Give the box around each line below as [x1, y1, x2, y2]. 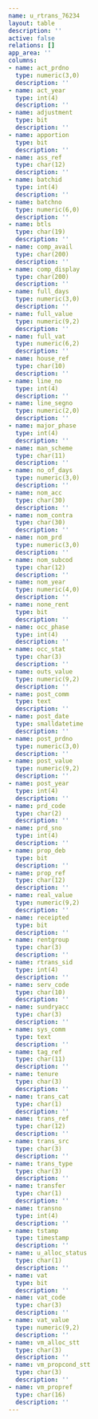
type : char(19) [15, 228, 66, 236]
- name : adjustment [8, 109, 73, 117]
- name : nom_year [8, 578, 66, 586]
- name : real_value [8, 891, 73, 900]
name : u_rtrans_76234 [8, 11, 80, 20]
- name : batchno [8, 198, 62, 206]
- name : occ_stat [8, 645, 66, 653]
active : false [8, 34, 56, 42]
